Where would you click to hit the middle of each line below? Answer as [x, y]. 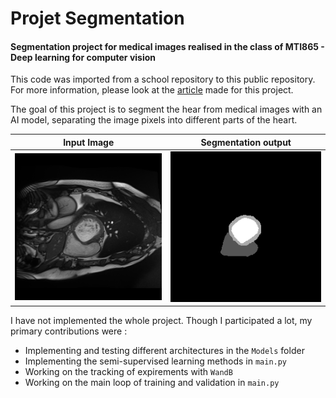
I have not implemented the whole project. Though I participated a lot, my [161, 321]
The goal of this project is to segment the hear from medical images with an [166, 109]
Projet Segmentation [97, 18]
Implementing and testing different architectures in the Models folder [164, 351]
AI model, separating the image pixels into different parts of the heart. [154, 120]
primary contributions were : [69, 331]
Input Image [89, 142]
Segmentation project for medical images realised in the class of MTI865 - [167, 46]
